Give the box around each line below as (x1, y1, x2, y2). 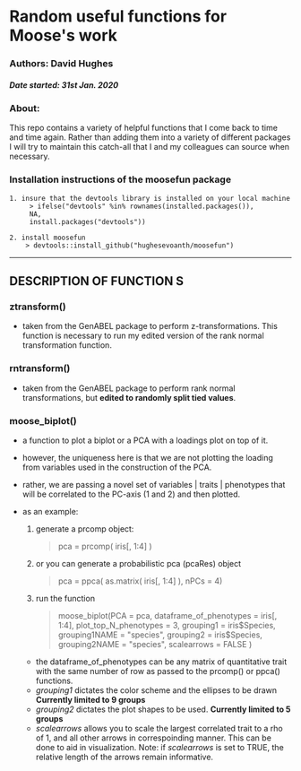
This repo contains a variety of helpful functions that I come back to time (9, 123, 278, 134)
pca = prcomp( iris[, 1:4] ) (57, 541, 152, 552)
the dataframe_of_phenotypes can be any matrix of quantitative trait (35, 656, 288, 667)
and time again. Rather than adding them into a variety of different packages (9, 132, 291, 143)
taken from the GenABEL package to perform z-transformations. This (21, 321, 278, 332)
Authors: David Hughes (9, 57, 114, 70)
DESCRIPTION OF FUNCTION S (9, 273, 185, 289)
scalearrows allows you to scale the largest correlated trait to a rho (35, 723, 284, 734)
